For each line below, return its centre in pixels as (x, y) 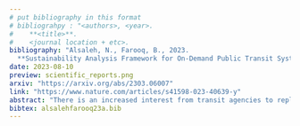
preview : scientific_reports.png (71, 75)
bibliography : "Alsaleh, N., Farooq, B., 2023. (100, 51)
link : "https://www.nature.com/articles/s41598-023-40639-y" (125, 91)
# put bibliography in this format (75, 17)
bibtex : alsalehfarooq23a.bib (66, 108)
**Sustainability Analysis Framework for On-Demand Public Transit (146, 59)
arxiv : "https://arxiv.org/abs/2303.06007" (92, 83)
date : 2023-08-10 (42, 67)
